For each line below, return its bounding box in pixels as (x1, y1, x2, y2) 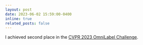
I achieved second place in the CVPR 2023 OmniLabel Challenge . (5, 34, 139, 40)
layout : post (5, 7, 32, 12)
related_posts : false (5, 21, 50, 26)
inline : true (5, 16, 32, 21)
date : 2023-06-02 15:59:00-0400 (5, 12, 72, 17)
